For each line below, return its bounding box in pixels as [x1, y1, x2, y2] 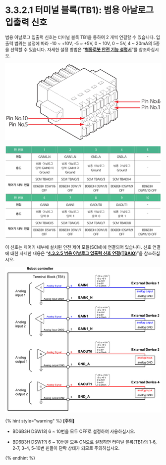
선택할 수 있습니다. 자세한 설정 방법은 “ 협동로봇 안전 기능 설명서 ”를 [10, 46, 138, 52]
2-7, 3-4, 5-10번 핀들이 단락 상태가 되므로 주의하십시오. [12, 445, 120, 451]
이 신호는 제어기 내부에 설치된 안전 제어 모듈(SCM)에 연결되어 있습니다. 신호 [5, 244, 152, 250]
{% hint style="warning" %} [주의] [5, 418, 75, 423]
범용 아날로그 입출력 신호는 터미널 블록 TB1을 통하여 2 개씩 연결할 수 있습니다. [5, 34, 155, 40]
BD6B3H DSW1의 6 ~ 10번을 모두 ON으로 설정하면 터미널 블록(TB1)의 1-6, [12, 439, 157, 445]
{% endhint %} [5, 455, 36, 461]
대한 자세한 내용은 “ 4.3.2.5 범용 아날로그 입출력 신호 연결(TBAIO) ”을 [10, 250, 143, 256]
